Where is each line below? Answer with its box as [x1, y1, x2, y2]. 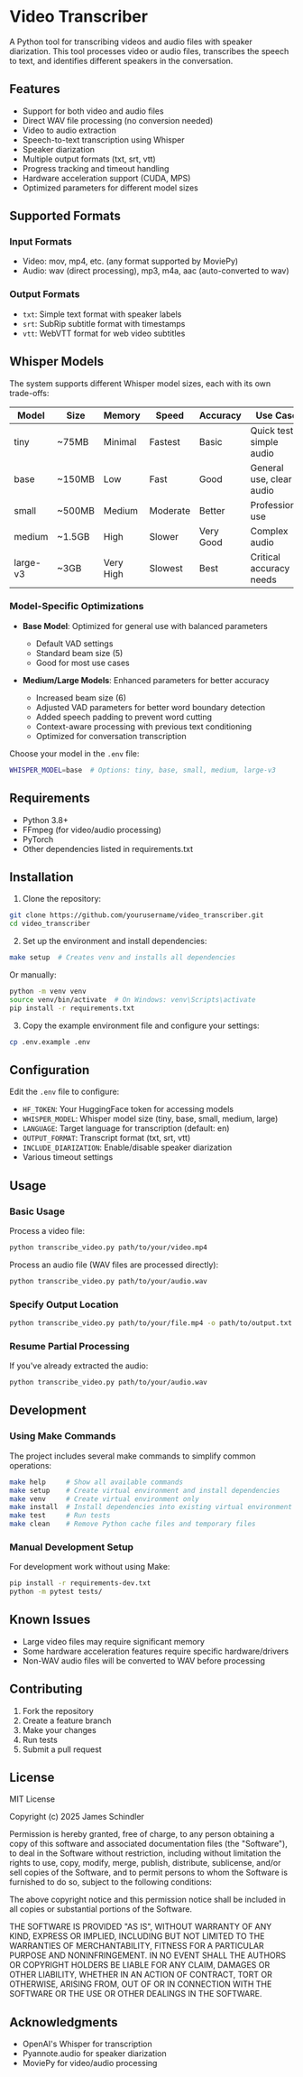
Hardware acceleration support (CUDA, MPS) [22, 172, 191, 183]
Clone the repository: [22, 894, 102, 904]
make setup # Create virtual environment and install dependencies [9, 1486, 280, 1495]
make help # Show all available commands [9, 1478, 183, 1487]
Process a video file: [9, 1225, 86, 1236]
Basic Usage [9, 1205, 66, 1218]
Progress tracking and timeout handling [22, 162, 170, 173]
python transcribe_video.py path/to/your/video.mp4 [9, 1243, 207, 1252]
